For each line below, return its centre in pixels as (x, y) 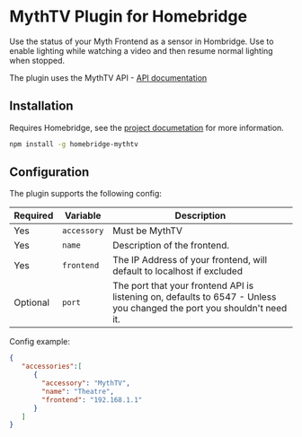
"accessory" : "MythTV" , (86, 383)
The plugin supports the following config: (85, 194)
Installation (41, 106)
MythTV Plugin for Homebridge (129, 17)
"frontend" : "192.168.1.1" (92, 400)
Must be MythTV (147, 231)
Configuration (49, 172)
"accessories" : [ (52, 367)
